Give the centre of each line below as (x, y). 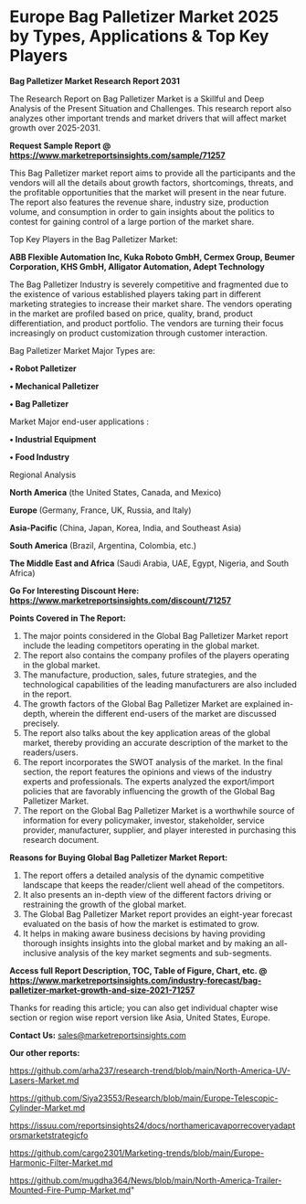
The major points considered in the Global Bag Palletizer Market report (155, 635)
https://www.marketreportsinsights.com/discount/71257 (120, 600)
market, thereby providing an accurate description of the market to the (155, 742)
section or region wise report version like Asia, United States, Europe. (140, 1018)
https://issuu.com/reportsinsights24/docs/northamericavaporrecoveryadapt (153, 1125)
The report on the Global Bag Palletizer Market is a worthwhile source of (158, 810)
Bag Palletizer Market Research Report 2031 (95, 80)
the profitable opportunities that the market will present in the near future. (148, 192)
